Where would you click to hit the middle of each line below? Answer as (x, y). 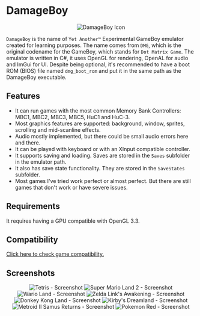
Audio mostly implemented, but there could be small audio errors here (102, 136)
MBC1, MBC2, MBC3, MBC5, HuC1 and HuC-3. (72, 117)
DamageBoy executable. (37, 77)
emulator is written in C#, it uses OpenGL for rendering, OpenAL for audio (97, 58)
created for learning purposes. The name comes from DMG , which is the (94, 45)
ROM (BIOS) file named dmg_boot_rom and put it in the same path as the (94, 70)
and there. (28, 143)
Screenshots (31, 273)
